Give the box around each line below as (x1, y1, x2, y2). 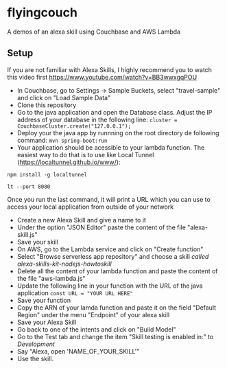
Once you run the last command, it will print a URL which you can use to (7, 195, 211, 203)
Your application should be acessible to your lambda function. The (16, 143, 205, 152)
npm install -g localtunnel (7, 171, 88, 178)
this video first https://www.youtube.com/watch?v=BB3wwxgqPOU (7, 73, 198, 81)
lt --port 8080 (7, 183, 51, 190)
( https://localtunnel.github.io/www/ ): (16, 158, 121, 166)
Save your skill (16, 238, 58, 246)
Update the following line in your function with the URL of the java (16, 281, 204, 290)
